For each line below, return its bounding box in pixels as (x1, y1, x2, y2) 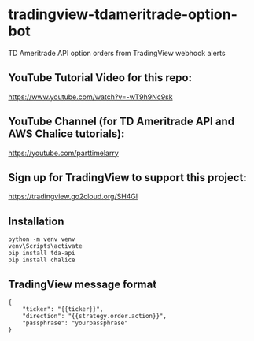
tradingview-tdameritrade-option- (8, 6, 238, 24)
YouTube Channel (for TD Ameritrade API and (8, 115, 234, 128)
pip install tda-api (8, 250, 76, 258)
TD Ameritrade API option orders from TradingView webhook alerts (8, 48, 226, 57)
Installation (8, 214, 64, 228)
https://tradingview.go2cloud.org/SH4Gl (8, 191, 138, 202)
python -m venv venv (8, 235, 76, 243)
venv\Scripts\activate (8, 243, 83, 250)
